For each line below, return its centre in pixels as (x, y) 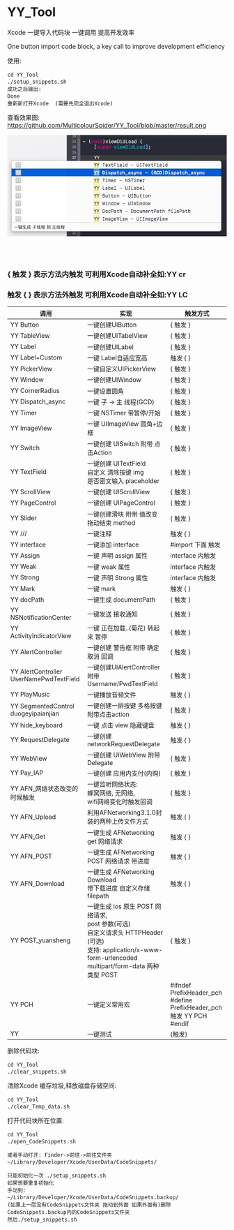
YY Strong (25, 577)
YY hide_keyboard (36, 725)
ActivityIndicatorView (41, 635)
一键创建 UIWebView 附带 (123, 755)
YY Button (25, 325)
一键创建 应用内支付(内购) (124, 773)
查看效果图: (24, 117)
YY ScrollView (30, 491)
